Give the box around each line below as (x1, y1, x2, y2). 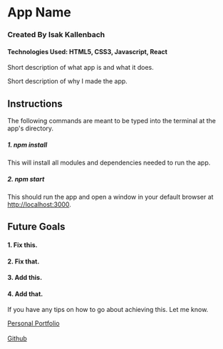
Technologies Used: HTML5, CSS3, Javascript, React (7, 47, 167, 56)
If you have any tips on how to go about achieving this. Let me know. (7, 306, 209, 314)
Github (7, 334, 27, 343)
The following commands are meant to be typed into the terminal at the (7, 117, 216, 125)
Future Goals (7, 221, 66, 233)
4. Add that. (7, 289, 43, 298)
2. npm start (7, 174, 45, 183)
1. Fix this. (7, 241, 38, 249)
